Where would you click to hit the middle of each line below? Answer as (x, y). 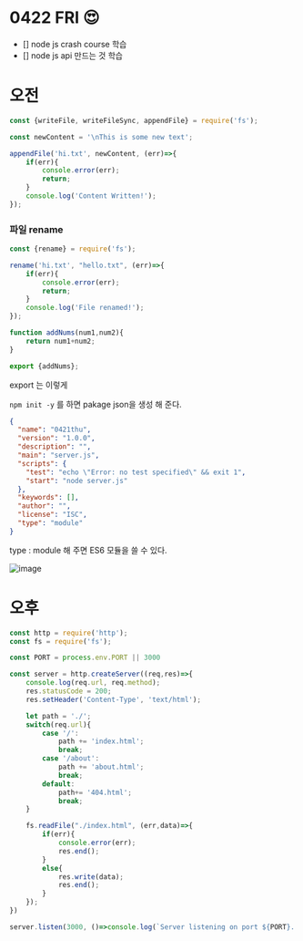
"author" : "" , (44, 506)
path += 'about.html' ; (101, 767)
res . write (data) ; (91, 877)
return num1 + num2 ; (61, 341)
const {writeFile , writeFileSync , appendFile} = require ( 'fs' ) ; (134, 120)
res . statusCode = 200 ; (69, 691)
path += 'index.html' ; (101, 741)
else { (53, 868)
